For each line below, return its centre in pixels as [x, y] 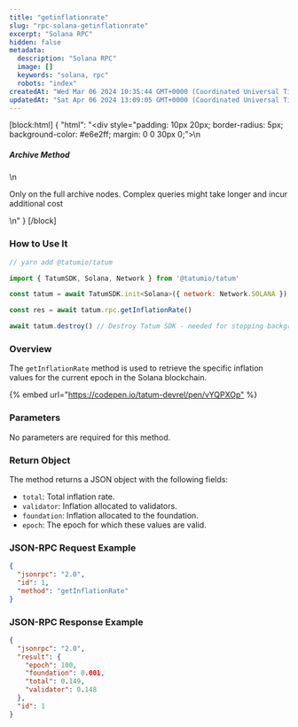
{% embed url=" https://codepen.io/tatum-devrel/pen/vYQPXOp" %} [133, 395]
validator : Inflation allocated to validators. [99, 505]
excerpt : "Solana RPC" [51, 34]
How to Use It [39, 244]
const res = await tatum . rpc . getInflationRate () [101, 310]
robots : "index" [47, 83]
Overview [31, 348]
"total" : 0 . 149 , [55, 682]
